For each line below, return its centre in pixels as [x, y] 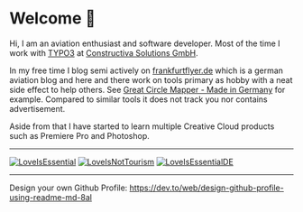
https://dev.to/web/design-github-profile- [207, 188]
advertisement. [37, 108]
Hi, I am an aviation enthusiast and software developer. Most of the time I [145, 43]
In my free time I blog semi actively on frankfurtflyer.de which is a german [147, 70]
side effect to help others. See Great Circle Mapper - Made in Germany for [147, 89]
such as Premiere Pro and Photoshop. [80, 135]
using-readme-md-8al [51, 197]
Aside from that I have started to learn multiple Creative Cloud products [142, 126]
